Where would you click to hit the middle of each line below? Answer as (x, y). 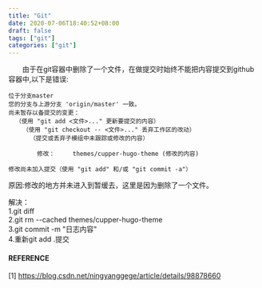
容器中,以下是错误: (39, 79)
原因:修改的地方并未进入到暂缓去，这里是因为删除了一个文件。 (111, 186)
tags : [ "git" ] (32, 38)
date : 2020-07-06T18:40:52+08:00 (64, 23)
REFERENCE (29, 258)
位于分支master (31, 96)
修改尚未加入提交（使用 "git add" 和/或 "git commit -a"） (100, 170)
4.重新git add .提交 (39, 239)
